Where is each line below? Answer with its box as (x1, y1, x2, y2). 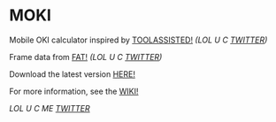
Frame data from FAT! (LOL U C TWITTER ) (9, 51, 163, 62)
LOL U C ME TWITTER (9, 103, 90, 113)
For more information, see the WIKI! (9, 86, 139, 96)
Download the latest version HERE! (9, 68, 135, 80)
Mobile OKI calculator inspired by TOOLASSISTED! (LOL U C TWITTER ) (9, 34, 268, 45)
